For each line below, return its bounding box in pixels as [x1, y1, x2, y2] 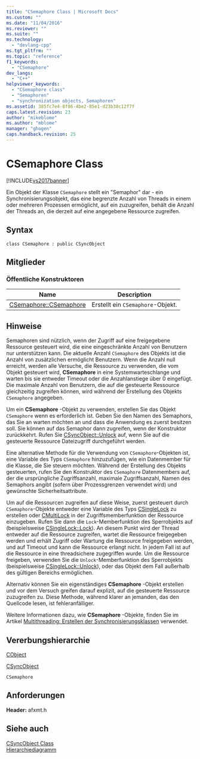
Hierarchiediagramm [6, 746, 57, 753]
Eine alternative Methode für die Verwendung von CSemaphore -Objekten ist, [6, 449, 190, 456]
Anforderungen [6, 690, 65, 701]
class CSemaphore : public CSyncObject [6, 241, 106, 247]
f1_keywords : [6, 59, 39, 65]
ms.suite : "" [6, 31, 39, 37]
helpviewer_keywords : [6, 81, 60, 87]
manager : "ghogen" [6, 126, 52, 132]
